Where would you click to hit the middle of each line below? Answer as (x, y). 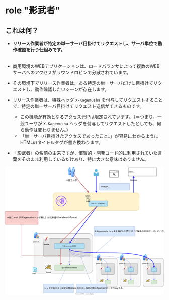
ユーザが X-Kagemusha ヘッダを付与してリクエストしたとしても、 (91, 123)
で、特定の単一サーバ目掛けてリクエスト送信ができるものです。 (78, 106)
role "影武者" (33, 10)
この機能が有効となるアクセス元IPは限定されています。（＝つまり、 (89, 117)
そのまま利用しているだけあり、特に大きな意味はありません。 (85, 159)
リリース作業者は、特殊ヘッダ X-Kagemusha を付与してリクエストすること (88, 100)
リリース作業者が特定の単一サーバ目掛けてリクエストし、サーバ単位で (85, 44)
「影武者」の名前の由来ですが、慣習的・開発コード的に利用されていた (85, 153)
